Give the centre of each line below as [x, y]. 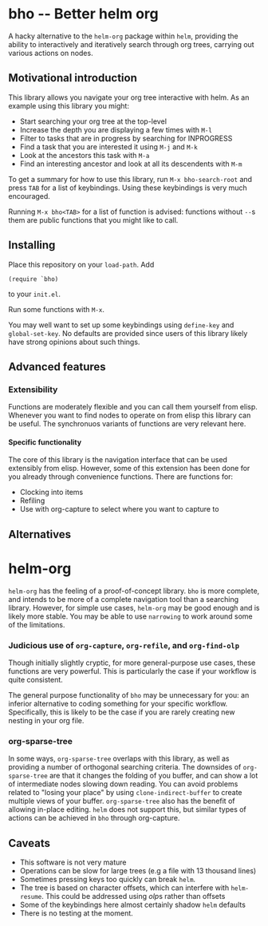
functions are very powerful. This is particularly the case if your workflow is [132, 671]
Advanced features [57, 367]
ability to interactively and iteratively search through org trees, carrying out [131, 44]
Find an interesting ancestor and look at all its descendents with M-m [131, 164]
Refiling [32, 501]
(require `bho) [33, 279]
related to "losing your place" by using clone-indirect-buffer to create [125, 793]
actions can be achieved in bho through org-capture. [94, 818]
